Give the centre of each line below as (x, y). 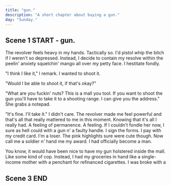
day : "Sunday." (21, 19)
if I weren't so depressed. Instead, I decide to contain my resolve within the (84, 58)
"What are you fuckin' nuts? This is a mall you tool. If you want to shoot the (84, 93)
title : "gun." (20, 10)
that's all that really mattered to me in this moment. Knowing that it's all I (81, 120)
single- (149, 157)
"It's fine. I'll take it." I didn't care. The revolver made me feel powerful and (83, 114)
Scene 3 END (26, 178)
